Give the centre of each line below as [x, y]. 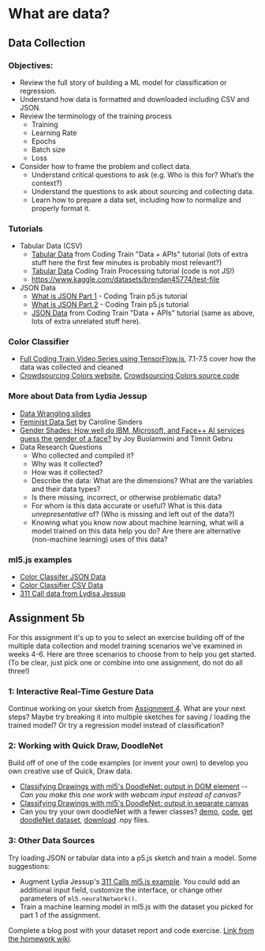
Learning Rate [54, 133]
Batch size [48, 149]
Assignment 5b [47, 618]
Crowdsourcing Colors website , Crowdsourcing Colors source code [129, 376]
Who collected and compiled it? [82, 455]
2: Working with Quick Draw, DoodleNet [86, 746]
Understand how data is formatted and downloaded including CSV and [134, 99]
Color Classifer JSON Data [63, 577]
